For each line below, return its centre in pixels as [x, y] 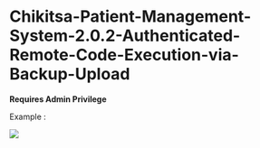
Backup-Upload [70, 74]
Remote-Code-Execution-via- [125, 55]
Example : [28, 116]
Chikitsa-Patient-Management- [130, 17]
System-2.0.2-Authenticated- [125, 36]
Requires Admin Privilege [58, 99]
